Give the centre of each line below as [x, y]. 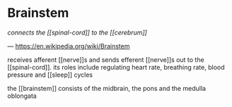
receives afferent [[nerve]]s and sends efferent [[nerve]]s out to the [106, 59]
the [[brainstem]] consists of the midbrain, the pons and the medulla [107, 88]
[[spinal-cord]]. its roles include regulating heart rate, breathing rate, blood [116, 67]
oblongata [22, 96]
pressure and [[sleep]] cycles [50, 75]
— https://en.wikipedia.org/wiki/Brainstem [69, 46]
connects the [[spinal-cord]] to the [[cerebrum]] [77, 32]
